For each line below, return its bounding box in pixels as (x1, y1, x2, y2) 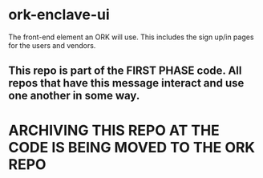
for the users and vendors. (8, 40, 96, 50)
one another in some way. (8, 89, 140, 103)
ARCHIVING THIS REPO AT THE (8, 121, 221, 140)
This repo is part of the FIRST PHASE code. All (8, 64, 242, 78)
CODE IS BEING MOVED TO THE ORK (8, 138, 256, 156)
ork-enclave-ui (8, 6, 110, 24)
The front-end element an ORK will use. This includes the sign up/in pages (8, 32, 254, 42)
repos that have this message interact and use (8, 76, 245, 90)
